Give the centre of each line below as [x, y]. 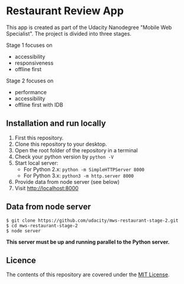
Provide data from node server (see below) [67, 181]
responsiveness [34, 63]
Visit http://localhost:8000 [46, 188]
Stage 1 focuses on [29, 45]
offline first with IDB [39, 104]
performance [31, 92]
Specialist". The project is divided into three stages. [69, 33]
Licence [21, 260]
